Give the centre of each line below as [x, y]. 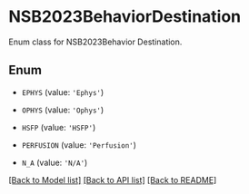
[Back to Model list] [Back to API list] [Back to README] [113, 179]
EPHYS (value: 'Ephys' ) [63, 92]
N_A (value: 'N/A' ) [55, 162]
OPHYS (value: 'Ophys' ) [63, 110]
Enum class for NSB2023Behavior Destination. [95, 42]
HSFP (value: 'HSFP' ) [59, 127]
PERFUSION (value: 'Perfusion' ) [79, 145]
